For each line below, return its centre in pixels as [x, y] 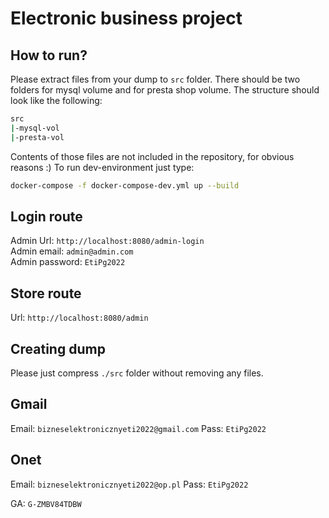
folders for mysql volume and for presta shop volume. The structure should [165, 90]
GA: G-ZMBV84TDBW [46, 503]
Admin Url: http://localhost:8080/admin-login [107, 241]
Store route [46, 293]
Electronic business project [126, 18]
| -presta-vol [37, 137]
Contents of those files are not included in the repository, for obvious [152, 156]
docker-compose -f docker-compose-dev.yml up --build [125, 185]
